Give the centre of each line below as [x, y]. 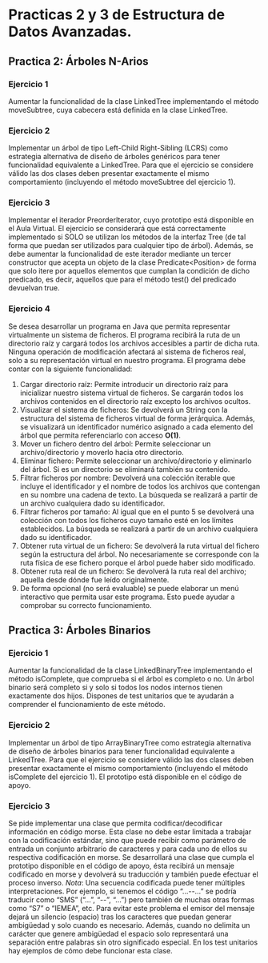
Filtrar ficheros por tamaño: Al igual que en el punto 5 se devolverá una [137, 511]
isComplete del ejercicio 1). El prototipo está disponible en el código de [125, 777]
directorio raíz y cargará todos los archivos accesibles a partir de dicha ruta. [134, 343]
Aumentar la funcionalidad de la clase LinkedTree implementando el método [134, 101]
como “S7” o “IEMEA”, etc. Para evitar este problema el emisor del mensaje [132, 909]
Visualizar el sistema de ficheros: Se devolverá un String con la [124, 410]
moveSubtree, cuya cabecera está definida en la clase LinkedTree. [118, 110]
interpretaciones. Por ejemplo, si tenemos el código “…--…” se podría [122, 891]
